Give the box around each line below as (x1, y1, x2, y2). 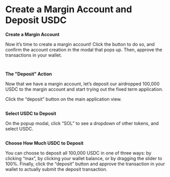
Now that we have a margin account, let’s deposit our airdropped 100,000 (5, 81, 160, 87)
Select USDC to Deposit (5, 110, 57, 116)
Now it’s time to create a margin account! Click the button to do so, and (5, 41, 155, 47)
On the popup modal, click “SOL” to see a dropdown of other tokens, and (5, 120, 159, 126)
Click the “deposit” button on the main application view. (5, 96, 122, 102)
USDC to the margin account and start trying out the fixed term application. (5, 86, 163, 92)
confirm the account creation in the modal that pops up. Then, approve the (5, 46, 162, 53)
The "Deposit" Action (5, 70, 52, 77)
